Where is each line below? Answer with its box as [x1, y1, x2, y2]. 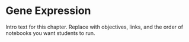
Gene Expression [5, 4, 91, 17]
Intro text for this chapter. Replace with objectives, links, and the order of [5, 23, 184, 30]
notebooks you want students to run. [5, 29, 95, 36]
